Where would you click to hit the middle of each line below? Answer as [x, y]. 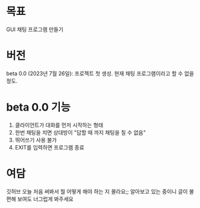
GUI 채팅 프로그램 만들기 [35, 29]
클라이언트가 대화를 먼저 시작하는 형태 [59, 125]
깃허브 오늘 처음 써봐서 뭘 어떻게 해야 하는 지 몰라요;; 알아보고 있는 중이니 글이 [97, 191]
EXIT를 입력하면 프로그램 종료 [50, 147]
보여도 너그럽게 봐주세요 [45, 199]
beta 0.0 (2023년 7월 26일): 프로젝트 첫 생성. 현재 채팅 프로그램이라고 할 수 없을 [100, 73]
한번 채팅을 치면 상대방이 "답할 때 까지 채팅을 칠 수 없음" [80, 132]
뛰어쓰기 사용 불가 [36, 140]
